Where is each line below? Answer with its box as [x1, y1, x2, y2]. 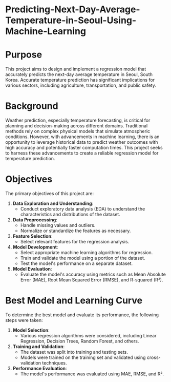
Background [5, 100, 58, 112]
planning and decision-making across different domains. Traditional [5, 123, 148, 129]
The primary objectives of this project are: [5, 190, 94, 196]
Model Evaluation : [12, 266, 52, 272]
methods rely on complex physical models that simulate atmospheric [5, 128, 151, 135]
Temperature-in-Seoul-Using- [5, 14, 137, 26]
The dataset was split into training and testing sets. [20, 349, 128, 355]
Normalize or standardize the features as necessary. [20, 227, 131, 234]
